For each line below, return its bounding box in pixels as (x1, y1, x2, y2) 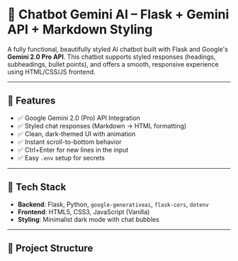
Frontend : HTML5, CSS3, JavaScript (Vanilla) (17, 207, 150, 216)
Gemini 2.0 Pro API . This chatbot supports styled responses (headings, (7, 52, 216, 61)
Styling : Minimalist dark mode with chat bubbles (17, 215, 159, 223)
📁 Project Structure (7, 242, 93, 254)
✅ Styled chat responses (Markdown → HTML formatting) (17, 121, 187, 130)
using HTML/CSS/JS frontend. (7, 67, 96, 76)
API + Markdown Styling (7, 21, 153, 38)
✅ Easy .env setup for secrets (17, 153, 105, 162)
